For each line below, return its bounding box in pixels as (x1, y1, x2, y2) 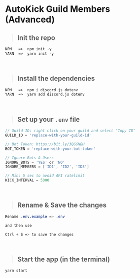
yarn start (5, 268, 28, 273)
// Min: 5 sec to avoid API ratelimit (5, 174, 85, 178)
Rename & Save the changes (17, 201, 107, 209)
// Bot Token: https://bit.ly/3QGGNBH (5, 141, 85, 146)
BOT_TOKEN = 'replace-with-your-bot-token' (5, 146, 96, 151)
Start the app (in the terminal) (17, 255, 110, 263)
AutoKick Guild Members (5, 3, 110, 15)
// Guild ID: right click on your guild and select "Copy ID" (5, 128, 136, 134)
